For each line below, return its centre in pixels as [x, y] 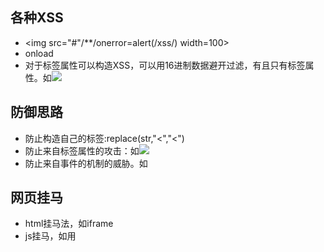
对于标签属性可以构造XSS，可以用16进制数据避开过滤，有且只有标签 [165, 65]
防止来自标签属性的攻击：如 [82, 150]
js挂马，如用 [50, 236]
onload [39, 53]
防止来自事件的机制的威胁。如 [86, 163]
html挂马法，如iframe [69, 224]
